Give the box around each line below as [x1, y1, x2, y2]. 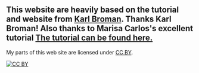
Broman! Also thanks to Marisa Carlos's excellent [6, 23, 194, 34]
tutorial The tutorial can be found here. [6, 33, 153, 43]
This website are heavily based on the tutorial [6, 5, 179, 15]
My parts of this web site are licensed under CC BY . [6, 48, 133, 56]
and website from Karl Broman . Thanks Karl [6, 14, 172, 25]
